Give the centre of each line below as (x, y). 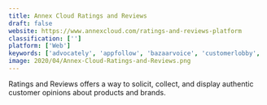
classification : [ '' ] (45, 38)
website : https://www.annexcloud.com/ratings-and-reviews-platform (125, 31)
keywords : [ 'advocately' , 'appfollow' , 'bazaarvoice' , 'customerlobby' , (134, 53)
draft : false (31, 23)
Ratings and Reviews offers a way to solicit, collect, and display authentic (131, 84)
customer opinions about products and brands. (88, 92)
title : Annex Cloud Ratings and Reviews (78, 16)
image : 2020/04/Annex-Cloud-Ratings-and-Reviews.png (100, 61)
